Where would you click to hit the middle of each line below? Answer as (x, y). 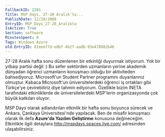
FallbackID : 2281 (23, 10)
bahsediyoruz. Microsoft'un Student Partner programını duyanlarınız (75, 77)
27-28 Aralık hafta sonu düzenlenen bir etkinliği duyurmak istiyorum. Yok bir (83, 61)
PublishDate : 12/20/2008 (31, 19)
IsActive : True (21, 28)
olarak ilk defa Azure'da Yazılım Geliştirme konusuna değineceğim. (75, 118)
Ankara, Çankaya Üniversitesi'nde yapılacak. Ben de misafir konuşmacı (78, 113)
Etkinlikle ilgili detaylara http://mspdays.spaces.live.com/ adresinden (75, 124)
